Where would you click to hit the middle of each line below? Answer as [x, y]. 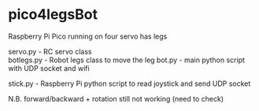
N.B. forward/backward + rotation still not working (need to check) [116, 98]
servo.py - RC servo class [50, 51]
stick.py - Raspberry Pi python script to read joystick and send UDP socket [129, 83]
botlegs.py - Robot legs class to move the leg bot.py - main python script [127, 60]
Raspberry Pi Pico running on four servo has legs [88, 36]
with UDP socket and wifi [49, 68]
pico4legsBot [53, 15]
